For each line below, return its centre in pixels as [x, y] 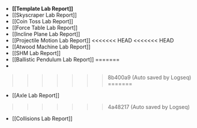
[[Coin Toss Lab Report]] [42, 21]
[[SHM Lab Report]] [36, 53]
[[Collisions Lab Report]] [42, 118]
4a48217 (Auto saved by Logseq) [149, 107]
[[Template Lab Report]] [42, 9]
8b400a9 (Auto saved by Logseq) [150, 77]
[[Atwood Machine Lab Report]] [51, 47]
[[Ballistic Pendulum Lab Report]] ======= [66, 60]
